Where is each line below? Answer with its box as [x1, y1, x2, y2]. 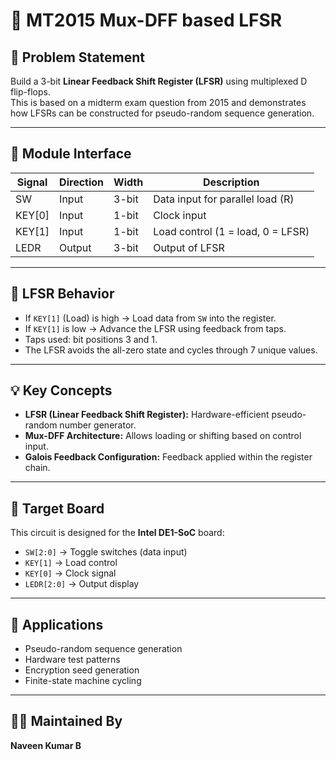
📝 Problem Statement [10, 49, 146, 66]
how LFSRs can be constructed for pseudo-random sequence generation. [10, 107, 315, 119]
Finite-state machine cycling [24, 675, 142, 687]
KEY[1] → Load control [24, 557, 118, 569]
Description [202, 175, 260, 189]
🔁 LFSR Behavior [10, 285, 115, 303]
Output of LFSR [153, 240, 225, 254]
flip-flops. [10, 86, 51, 98]
